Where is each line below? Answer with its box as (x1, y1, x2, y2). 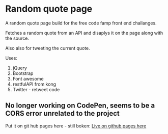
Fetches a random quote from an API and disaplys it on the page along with (5, 30, 163, 36)
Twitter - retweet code (12, 86, 60, 92)
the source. (5, 35, 30, 41)
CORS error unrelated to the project (5, 109, 120, 118)
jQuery (12, 65, 27, 71)
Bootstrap (12, 70, 34, 76)
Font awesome (12, 75, 44, 82)
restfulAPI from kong (12, 81, 57, 87)
